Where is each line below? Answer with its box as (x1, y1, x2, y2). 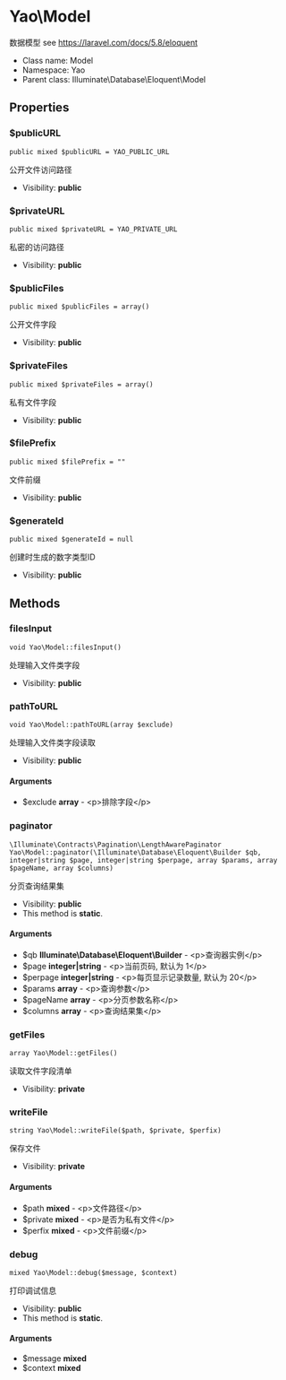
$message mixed (21, 1353, 88, 1364)
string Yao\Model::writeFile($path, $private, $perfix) (9, 1126, 222, 1135)
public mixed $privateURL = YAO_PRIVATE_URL (9, 224, 178, 234)
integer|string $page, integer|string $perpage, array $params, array (9, 855, 278, 864)
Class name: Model (21, 55, 94, 65)
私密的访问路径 (9, 241, 64, 252)
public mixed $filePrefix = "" (9, 457, 126, 466)
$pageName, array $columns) (9, 864, 114, 872)
